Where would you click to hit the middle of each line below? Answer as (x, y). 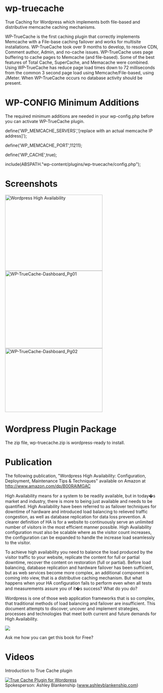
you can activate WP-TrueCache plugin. (45, 121)
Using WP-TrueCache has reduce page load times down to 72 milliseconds (80, 67)
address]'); (16, 136)
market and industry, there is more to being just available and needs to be (79, 501)
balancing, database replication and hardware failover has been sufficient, (79, 568)
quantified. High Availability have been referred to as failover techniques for (81, 506)
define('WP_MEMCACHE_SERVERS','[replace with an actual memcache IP (79, 131)
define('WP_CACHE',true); (31, 155)
